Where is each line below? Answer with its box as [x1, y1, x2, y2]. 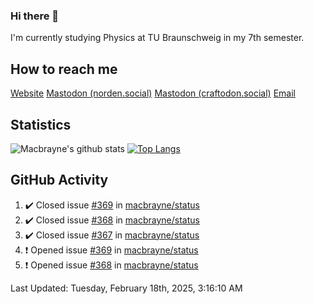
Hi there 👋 [10, 9, 60, 23]
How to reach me [10, 60, 118, 78]
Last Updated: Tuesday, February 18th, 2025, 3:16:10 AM [10, 282, 243, 294]
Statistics [10, 116, 72, 133]
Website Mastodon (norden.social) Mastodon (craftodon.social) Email [10, 87, 296, 99]
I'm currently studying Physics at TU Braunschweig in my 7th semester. [10, 32, 305, 44]
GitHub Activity [10, 172, 109, 189]
